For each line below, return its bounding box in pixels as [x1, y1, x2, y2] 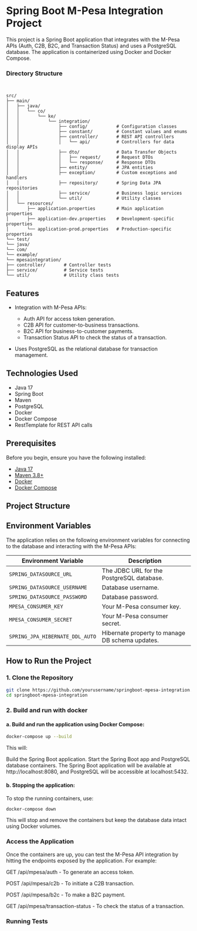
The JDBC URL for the [101, 566, 163, 575]
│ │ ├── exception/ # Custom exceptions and [6, 170, 177, 176]
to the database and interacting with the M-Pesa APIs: [6, 542, 137, 549]
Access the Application [6, 837, 74, 845]
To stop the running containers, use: [6, 794, 94, 801]
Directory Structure [6, 69, 63, 77]
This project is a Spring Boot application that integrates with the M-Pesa [6, 36, 180, 43]
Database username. [101, 583, 159, 592]
